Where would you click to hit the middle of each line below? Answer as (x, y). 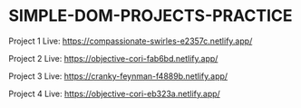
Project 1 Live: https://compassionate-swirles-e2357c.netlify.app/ (131, 41)
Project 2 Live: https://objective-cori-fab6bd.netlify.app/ (113, 58)
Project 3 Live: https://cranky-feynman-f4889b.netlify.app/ (118, 76)
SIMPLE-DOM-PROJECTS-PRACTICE (150, 16)
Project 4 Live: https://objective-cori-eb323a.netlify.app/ (115, 93)
